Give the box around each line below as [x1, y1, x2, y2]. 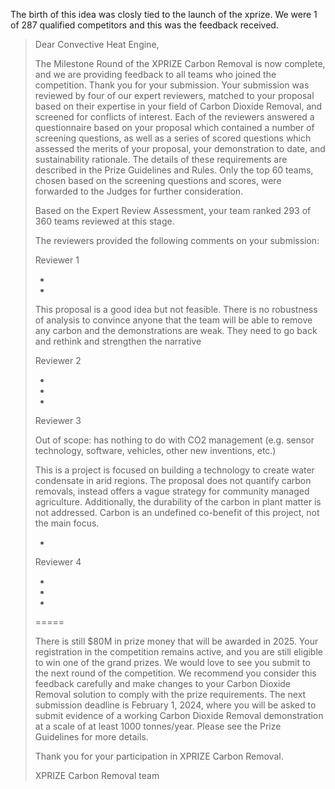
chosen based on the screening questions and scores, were [34, 175, 282, 186]
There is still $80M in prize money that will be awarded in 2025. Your [34, 635, 319, 647]
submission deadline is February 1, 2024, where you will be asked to [34, 699, 317, 711]
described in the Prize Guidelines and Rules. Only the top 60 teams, [34, 164, 314, 176]
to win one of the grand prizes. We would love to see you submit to [34, 657, 311, 668]
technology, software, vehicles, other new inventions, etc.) [34, 445, 277, 456]
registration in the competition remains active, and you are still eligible [34, 646, 323, 658]
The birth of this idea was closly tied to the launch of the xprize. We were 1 [10, 9, 318, 20]
